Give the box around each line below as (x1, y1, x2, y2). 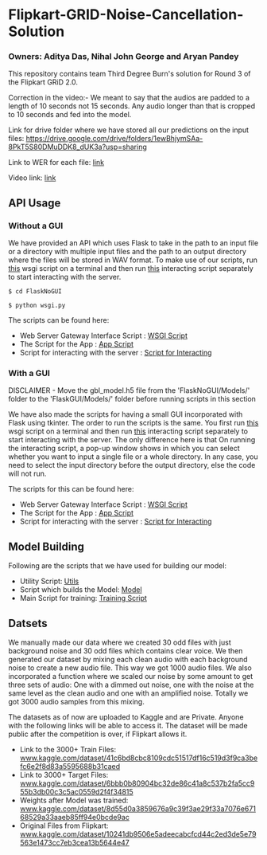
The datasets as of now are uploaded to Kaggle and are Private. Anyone (8, 712, 244, 722)
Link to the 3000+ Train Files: (19, 745, 117, 755)
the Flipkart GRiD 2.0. (8, 77, 78, 87)
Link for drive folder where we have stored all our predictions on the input (8, 125, 249, 135)
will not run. (8, 469, 47, 479)
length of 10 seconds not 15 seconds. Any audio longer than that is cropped (8, 101, 256, 111)
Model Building (8, 539, 85, 553)
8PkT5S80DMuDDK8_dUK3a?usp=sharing (8, 142, 147, 152)
